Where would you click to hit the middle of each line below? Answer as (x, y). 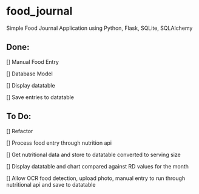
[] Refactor (20, 131)
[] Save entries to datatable (40, 97)
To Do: (19, 116)
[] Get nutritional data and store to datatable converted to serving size (93, 154)
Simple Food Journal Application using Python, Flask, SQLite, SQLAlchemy (99, 28)
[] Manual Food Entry (33, 61)
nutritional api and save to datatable (51, 184)
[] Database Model (29, 74)
